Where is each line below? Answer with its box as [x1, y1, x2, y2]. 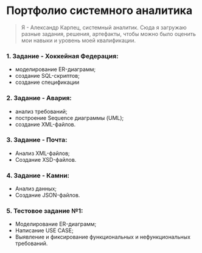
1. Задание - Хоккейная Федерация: [6, 52, 119, 60]
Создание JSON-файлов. [15, 192, 80, 199]
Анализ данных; [15, 185, 57, 192]
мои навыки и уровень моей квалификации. [21, 36, 136, 44]
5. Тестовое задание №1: [6, 207, 83, 215]
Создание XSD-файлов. [15, 156, 77, 163]
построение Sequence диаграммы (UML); [15, 114, 124, 122]
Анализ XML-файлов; [15, 150, 70, 157]
